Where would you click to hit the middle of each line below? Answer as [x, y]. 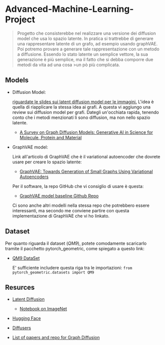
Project [20, 19]
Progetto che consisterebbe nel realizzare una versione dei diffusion [86, 33]
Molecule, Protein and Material [51, 137]
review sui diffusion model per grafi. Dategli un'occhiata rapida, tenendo [85, 112]
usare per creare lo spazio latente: [47, 162]
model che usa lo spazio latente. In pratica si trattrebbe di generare [85, 38]
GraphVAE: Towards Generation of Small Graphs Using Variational [86, 171]
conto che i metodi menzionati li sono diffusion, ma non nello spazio [81, 117]
